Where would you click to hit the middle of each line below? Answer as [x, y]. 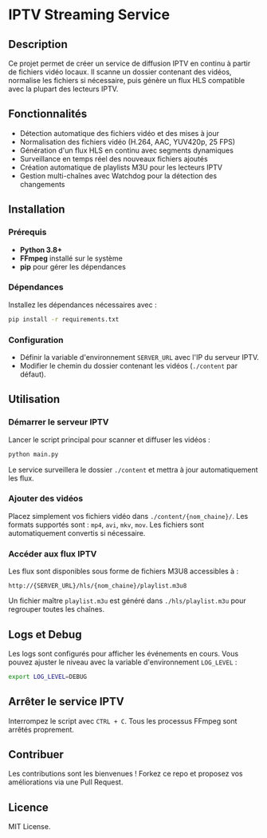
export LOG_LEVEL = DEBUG [48, 676]
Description [38, 44]
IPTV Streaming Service [89, 15]
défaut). [33, 374]
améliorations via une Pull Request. [66, 782]
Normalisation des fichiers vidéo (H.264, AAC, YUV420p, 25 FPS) [128, 142]
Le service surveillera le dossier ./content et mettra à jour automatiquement [133, 469]
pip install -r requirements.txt [64, 319]
